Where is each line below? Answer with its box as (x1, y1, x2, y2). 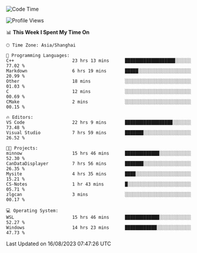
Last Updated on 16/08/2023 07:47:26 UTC (6, 240, 111, 247)
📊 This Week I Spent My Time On (6, 29, 90, 35)
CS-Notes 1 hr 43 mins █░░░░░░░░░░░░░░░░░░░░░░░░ (6, 181, 192, 187)
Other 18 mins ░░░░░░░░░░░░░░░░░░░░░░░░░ (6, 78, 192, 84)
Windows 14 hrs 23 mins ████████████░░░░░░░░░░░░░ (6, 225, 192, 231)
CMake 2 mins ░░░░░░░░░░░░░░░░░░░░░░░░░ (6, 99, 192, 105)
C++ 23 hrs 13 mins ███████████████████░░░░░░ (6, 58, 192, 64)
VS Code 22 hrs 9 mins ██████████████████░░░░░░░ (6, 119, 192, 125)
